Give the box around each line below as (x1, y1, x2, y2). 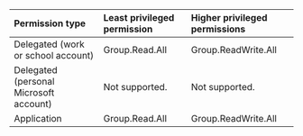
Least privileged (103, 12, 175, 23)
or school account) (14, 50, 95, 61)
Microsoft (14, 86, 55, 98)
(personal (14, 76, 55, 87)
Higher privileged (190, 12, 268, 23)
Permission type (14, 17, 87, 30)
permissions (190, 23, 246, 35)
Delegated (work (14, 38, 86, 50)
